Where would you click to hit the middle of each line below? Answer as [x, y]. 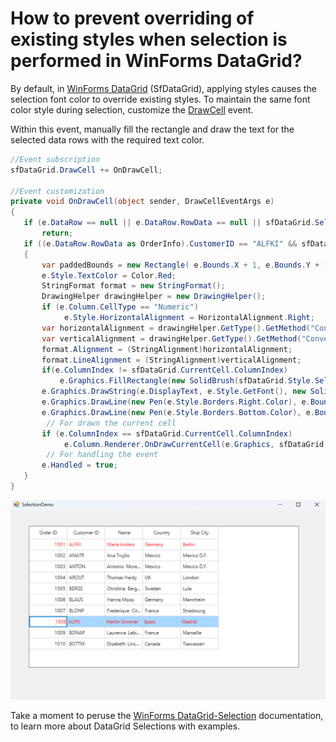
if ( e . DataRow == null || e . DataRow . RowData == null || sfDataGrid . [169, 223]
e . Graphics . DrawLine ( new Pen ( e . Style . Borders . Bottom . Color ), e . [178, 412]
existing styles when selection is [149, 39]
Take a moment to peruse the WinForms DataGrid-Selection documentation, [167, 716]
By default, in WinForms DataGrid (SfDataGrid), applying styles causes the [163, 88]
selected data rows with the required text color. [107, 139]
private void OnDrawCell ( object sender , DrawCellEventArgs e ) [142, 202]
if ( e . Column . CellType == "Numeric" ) [120, 307]
